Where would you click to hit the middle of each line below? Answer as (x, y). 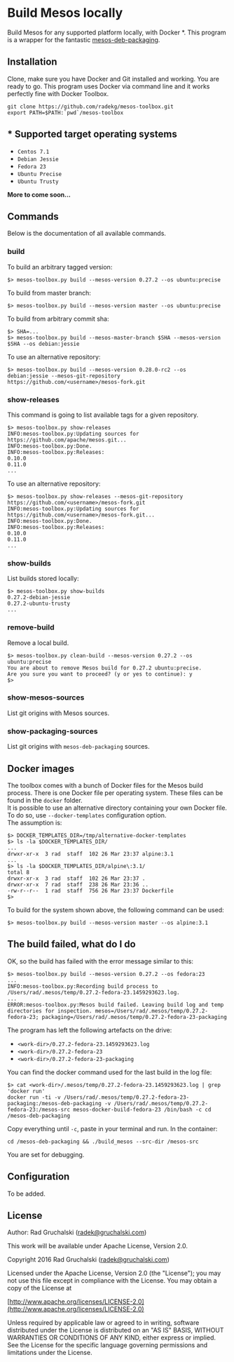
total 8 (19, 872)
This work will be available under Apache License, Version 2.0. (97, 1246)
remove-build (31, 627)
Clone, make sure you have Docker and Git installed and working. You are (113, 79)
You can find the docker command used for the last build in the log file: (110, 1072)
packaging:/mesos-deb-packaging (54, 1103)
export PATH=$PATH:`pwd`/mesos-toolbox (66, 113)
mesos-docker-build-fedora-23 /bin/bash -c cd (142, 1109)
